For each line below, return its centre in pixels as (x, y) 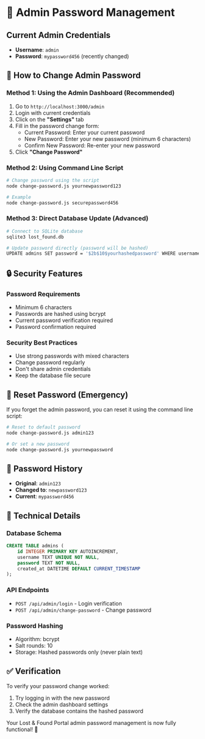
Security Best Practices (42, 342)
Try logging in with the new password (62, 698)
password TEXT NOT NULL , (49, 563)
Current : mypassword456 (45, 497)
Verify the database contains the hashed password (79, 711)
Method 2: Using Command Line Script (65, 168)
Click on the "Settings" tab (49, 119)
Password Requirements (43, 294)
